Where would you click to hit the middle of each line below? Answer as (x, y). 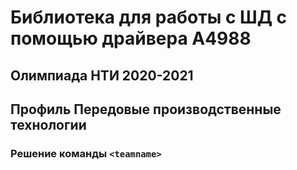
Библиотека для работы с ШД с (149, 17)
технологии (48, 124)
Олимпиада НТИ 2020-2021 (102, 75)
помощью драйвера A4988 (131, 38)
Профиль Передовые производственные (146, 109)
